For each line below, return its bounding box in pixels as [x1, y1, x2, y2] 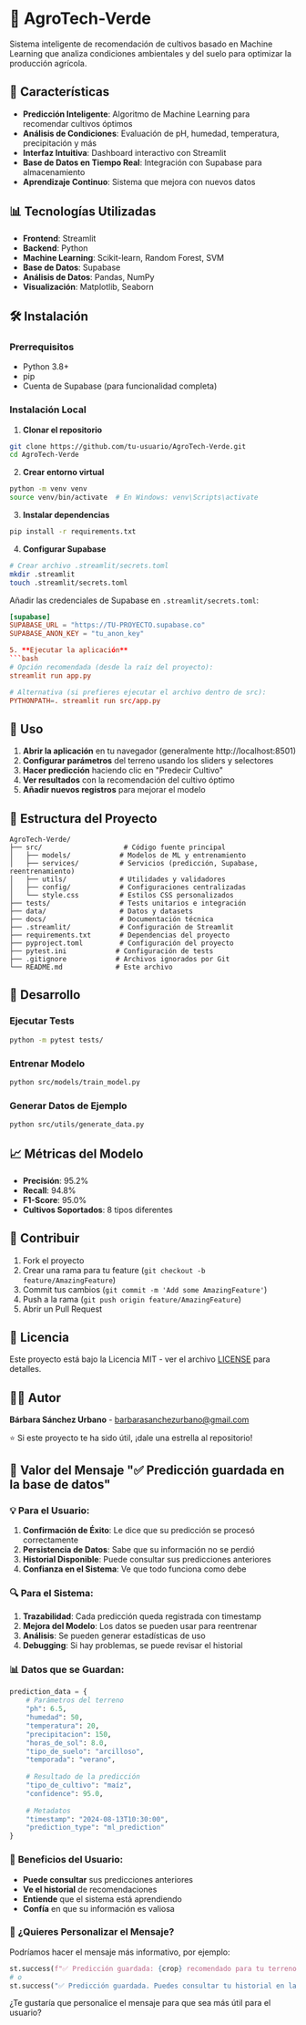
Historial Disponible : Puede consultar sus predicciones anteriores [22, 1553, 271, 1564]
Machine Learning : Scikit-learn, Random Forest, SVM [22, 252, 225, 263]
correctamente [22, 1534, 79, 1545]
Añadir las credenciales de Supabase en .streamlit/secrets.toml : [9, 595, 260, 606]
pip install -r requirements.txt [9, 527, 137, 536]
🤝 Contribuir [9, 1231, 80, 1246]
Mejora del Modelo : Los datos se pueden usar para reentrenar [22, 1621, 258, 1632]
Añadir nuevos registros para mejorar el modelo [22, 784, 207, 795]
